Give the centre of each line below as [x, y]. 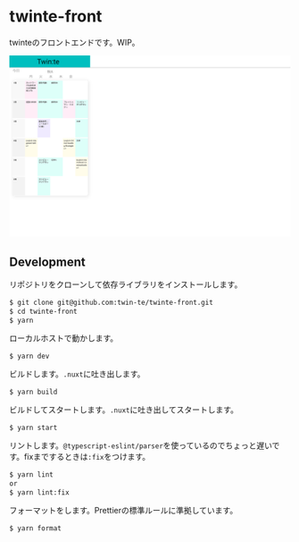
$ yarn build [33, 392]
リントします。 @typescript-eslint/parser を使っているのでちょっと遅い [141, 445]
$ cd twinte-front [43, 312]
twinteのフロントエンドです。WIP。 [75, 42]
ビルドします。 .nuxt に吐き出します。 [77, 374]
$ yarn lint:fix [39, 493]
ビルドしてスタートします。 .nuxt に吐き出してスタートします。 [124, 410]
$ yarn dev [29, 356]
